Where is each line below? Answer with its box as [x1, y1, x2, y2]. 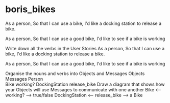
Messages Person [5, 76, 43, 82]
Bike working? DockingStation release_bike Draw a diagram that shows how [5, 81, 165, 87]
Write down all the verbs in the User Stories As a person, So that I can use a [5, 45, 165, 51]
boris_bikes [5, 4, 56, 15]
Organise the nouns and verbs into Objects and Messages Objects [5, 70, 145, 77]
